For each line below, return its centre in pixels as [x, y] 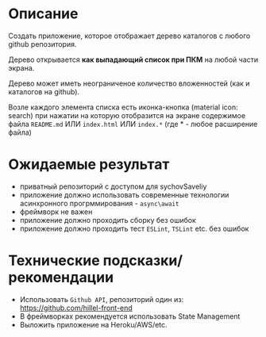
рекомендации [61, 278]
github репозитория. [42, 44]
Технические [54, 260]
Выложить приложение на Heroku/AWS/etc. [94, 324]
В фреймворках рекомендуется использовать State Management [130, 316]
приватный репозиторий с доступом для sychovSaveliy [113, 186]
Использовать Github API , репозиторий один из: [102, 299]
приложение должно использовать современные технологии [124, 194]
